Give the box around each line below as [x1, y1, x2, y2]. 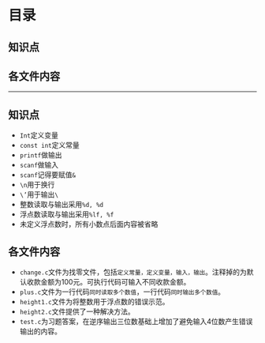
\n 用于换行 [19, 180, 55, 190]
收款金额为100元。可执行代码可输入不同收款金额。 [26, 277, 191, 287]
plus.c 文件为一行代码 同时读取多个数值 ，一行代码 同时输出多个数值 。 [19, 287, 226, 296]
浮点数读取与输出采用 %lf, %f [19, 209, 114, 219]
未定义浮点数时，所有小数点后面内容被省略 [19, 220, 159, 229]
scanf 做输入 [19, 160, 59, 170]
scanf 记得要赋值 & [19, 170, 77, 179]
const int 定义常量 [19, 141, 80, 150]
